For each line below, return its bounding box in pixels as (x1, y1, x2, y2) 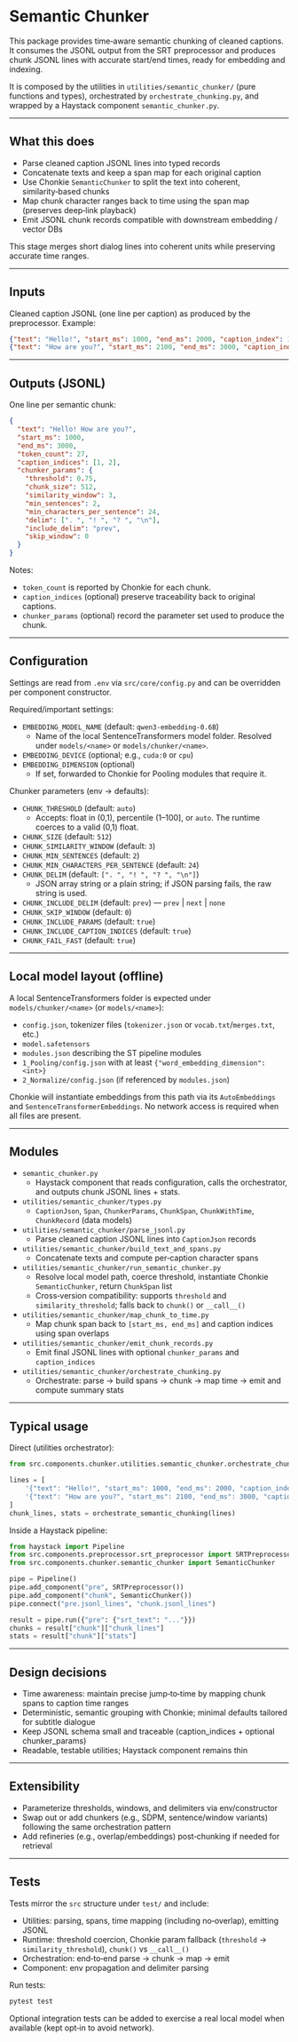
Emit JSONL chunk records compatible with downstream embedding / (21, 214, 278, 225)
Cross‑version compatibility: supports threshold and (35, 1291, 227, 1301)
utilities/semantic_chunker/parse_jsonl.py (21, 1226, 186, 1236)
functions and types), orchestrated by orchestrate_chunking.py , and (9, 91, 259, 101)
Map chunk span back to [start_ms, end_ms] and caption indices (35, 1319, 273, 1330)
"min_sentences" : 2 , (25, 499, 101, 508)
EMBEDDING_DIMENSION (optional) (21, 759, 136, 769)
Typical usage (9, 1418, 89, 1434)
